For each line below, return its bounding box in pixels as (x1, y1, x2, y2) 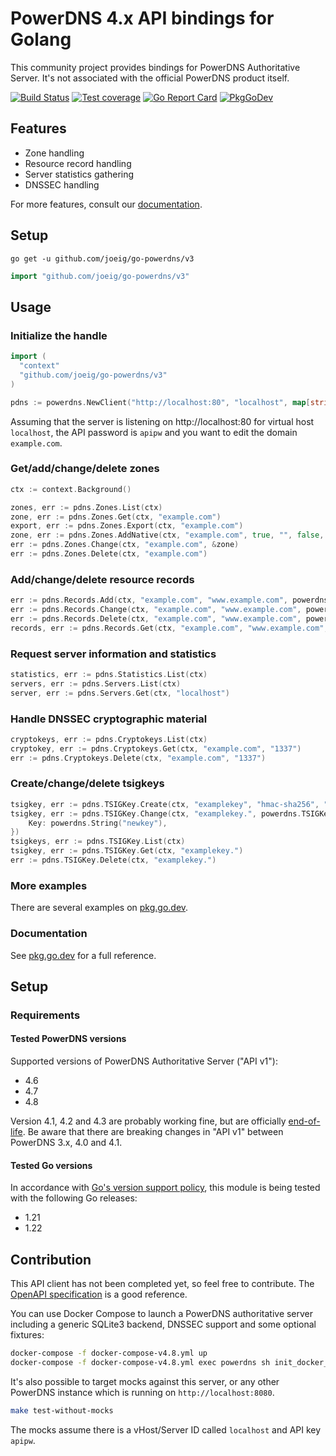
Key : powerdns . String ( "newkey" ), (28, 818, 168, 828)
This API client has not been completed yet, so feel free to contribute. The (10, 1278, 315, 1290)
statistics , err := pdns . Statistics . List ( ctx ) (10, 670, 208, 680)
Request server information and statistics (10, 647, 217, 661)
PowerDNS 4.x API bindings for (10, 7, 275, 30)
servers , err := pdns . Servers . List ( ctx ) (10, 678, 182, 689)
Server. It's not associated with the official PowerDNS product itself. (10, 72, 290, 84)
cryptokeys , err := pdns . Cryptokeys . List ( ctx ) (10, 734, 208, 744)
